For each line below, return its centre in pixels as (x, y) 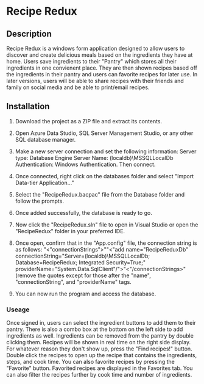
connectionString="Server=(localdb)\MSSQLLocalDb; (83, 256)
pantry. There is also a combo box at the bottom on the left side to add (95, 329)
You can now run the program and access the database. (86, 294)
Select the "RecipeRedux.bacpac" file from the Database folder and (100, 194)
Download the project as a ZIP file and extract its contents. (89, 121)
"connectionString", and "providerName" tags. (73, 281)
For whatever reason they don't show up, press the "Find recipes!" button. (100, 349)
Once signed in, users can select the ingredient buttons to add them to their (101, 323)
